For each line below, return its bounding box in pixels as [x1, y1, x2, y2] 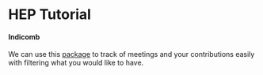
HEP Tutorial [8, 6, 91, 24]
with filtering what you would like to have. [8, 58, 144, 68]
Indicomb [8, 32, 40, 41]
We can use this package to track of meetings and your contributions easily [8, 50, 255, 59]
